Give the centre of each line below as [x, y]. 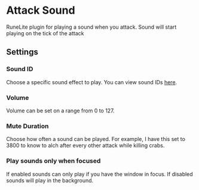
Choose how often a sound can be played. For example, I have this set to [96, 139]
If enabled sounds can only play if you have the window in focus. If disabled [99, 174]
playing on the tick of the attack [45, 33]
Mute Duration [27, 126]
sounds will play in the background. [50, 180]
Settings [22, 52]
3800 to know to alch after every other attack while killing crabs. [85, 145]
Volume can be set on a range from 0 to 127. [60, 111]
